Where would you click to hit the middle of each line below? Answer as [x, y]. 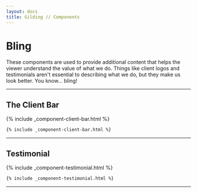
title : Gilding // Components [43, 17]
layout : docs [22, 11]
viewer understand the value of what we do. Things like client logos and [93, 69]
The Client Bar [33, 105]
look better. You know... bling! [42, 81]
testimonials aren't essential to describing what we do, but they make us [93, 75]
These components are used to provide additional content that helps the [93, 62]
